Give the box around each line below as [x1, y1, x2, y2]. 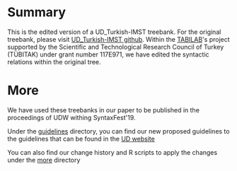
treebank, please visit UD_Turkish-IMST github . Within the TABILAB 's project [7, 35, 230, 43]
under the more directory [7, 155, 81, 164]
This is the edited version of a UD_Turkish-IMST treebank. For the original [7, 28, 221, 36]
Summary [7, 4, 66, 20]
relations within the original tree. [7, 57, 101, 66]
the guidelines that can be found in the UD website [7, 134, 156, 143]
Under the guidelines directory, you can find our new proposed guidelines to [7, 126, 230, 135]
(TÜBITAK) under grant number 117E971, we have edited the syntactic [7, 50, 210, 59]
